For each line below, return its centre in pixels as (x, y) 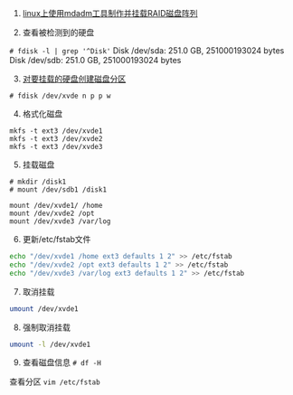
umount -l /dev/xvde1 (50, 344)
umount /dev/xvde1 (44, 309)
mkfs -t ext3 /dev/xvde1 (56, 131)
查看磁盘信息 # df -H (61, 362)
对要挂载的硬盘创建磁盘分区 (74, 79)
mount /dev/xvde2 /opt (52, 213)
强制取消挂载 (46, 327)
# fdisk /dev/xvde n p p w (60, 96)
